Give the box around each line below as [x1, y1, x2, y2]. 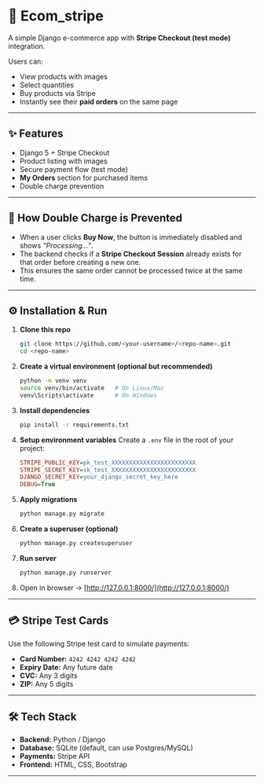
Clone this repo [19, 325, 71, 335]
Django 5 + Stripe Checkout [19, 148, 110, 157]
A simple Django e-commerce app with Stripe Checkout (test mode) [8, 33, 231, 42]
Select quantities [19, 80, 75, 90]
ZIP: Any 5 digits [19, 679, 74, 688]
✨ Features [8, 127, 64, 141]
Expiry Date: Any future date [19, 662, 113, 672]
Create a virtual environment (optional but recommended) [19, 361, 214, 372]
